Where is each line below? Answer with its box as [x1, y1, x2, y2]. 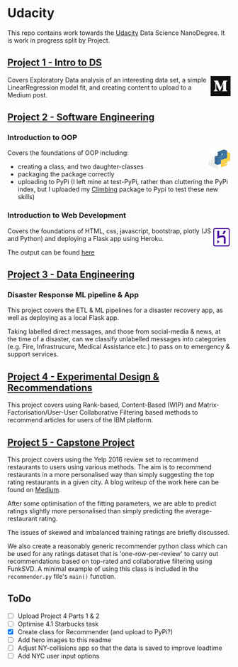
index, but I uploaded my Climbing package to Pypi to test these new [17, 185, 219, 193]
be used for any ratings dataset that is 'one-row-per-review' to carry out [7, 550, 219, 558]
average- [185, 507, 212, 516]
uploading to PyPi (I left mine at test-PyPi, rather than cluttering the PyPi [17, 178, 228, 186]
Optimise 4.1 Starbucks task [17, 619, 99, 628]
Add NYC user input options [17, 652, 100, 661]
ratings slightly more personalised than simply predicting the [7, 507, 184, 516]
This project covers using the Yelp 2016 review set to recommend [7, 455, 199, 464]
